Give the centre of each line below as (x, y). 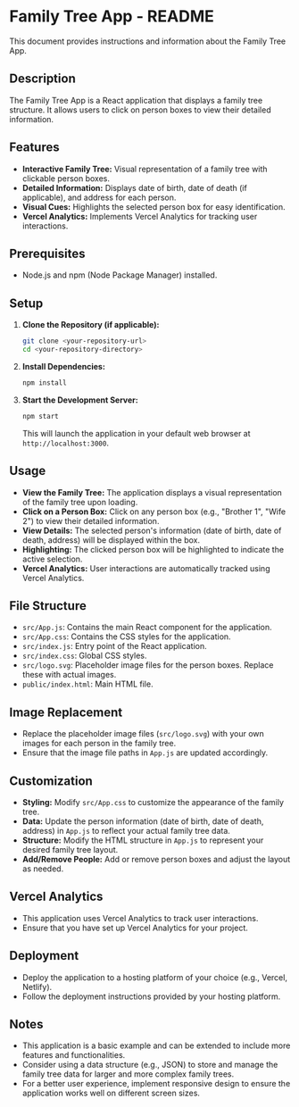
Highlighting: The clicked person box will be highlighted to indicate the (153, 549)
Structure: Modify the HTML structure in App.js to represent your (143, 840)
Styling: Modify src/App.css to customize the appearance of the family (153, 802)
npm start (41, 416)
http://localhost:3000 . (66, 443)
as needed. (43, 869)
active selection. (52, 559)
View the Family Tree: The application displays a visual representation (152, 492)
